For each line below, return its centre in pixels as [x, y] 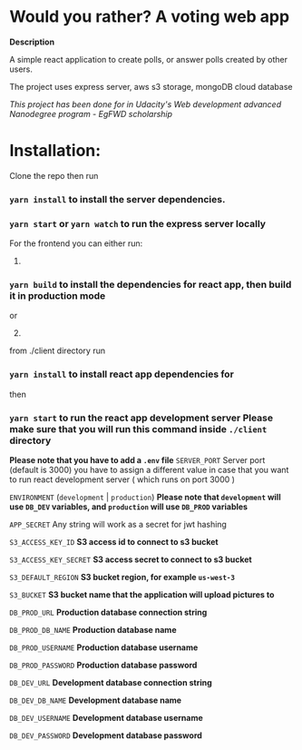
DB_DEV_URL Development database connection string [111, 682]
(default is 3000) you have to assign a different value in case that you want [149, 469]
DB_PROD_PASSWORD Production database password [103, 665]
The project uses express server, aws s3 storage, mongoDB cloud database [151, 86]
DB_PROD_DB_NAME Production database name [93, 629]
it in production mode [58, 296]
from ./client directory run [58, 350]
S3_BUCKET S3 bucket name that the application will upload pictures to [142, 594]
